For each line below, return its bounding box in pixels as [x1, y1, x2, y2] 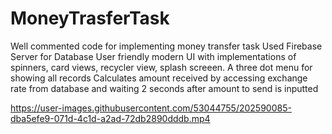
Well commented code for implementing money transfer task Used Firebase [10, 40, 323, 52]
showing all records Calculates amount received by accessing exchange [10, 72, 308, 84]
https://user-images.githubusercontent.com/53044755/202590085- [10, 102, 292, 114]
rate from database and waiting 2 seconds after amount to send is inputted [10, 82, 319, 94]
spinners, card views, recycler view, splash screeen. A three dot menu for [10, 61, 313, 73]
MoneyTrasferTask [10, 7, 170, 30]
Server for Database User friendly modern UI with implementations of [10, 50, 297, 62]
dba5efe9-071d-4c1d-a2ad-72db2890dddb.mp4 [10, 112, 211, 124]
